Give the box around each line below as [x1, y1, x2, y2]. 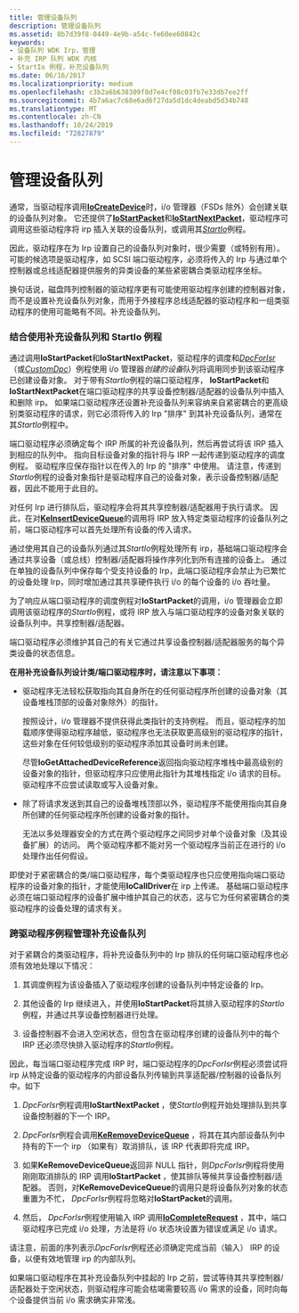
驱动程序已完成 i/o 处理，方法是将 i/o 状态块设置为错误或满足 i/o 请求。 [21, 1223, 282, 1235]
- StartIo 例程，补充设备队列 [9, 63, 109, 72]
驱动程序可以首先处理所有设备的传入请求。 [39, 524, 197, 535]
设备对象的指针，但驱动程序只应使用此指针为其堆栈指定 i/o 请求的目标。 [21, 768, 287, 779]
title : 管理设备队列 [9, 12, 77, 22]
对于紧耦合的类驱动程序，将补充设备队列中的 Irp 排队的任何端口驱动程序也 [9, 949, 281, 960]
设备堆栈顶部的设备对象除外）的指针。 [21, 697, 163, 708]
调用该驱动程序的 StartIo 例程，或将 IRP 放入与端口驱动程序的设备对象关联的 [9, 607, 285, 618]
